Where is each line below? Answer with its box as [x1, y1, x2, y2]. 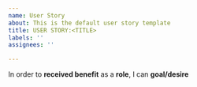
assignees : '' [8, 41, 55, 49]
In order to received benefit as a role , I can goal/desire [8, 70, 189, 79]
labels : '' [8, 33, 44, 42]
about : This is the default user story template [8, 19, 171, 27]
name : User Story [8, 11, 65, 20]
